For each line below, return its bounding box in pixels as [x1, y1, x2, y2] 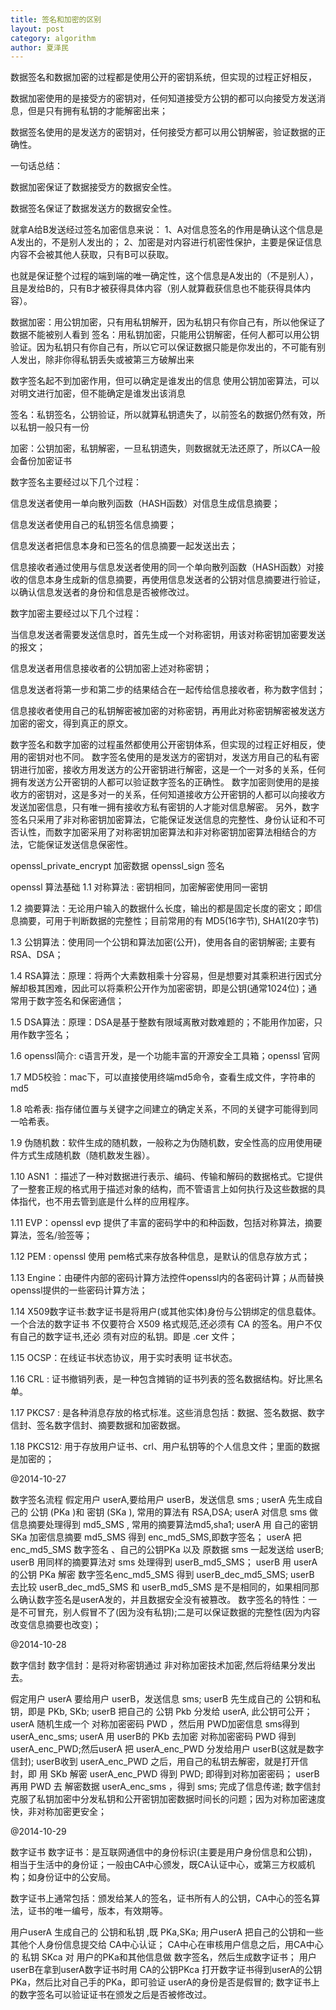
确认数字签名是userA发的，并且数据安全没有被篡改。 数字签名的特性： [18, 1594, 309, 1606]
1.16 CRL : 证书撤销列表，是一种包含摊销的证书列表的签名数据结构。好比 [10, 1373, 306, 1385]
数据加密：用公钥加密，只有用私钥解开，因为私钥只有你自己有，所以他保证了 [10, 316, 326, 328]
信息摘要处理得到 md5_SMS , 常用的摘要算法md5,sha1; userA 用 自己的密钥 [10, 1519, 318, 1531]
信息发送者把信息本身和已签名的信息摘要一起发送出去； [10, 540, 238, 552]
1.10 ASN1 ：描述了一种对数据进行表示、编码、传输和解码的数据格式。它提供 [10, 1171, 323, 1183]
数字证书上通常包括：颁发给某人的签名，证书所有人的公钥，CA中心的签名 [10, 1892, 312, 1905]
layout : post [10, 24, 65, 34]
